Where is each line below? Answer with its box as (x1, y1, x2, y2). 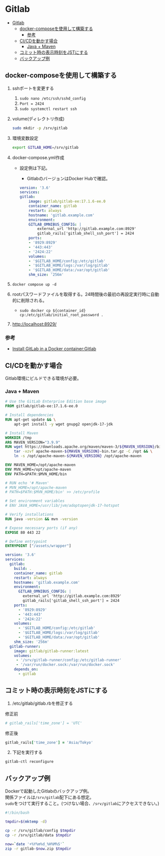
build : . (14, 566, 32, 571)
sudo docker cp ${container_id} (19, 308, 86, 313)
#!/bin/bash (5, 810, 29, 816)
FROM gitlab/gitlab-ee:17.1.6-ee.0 (5, 404, 78, 409)
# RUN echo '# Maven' (5, 480, 50, 486)
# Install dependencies (5, 413, 54, 418)
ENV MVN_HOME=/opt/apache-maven (5, 467, 71, 472)
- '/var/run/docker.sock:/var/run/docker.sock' (16, 662, 115, 667)
